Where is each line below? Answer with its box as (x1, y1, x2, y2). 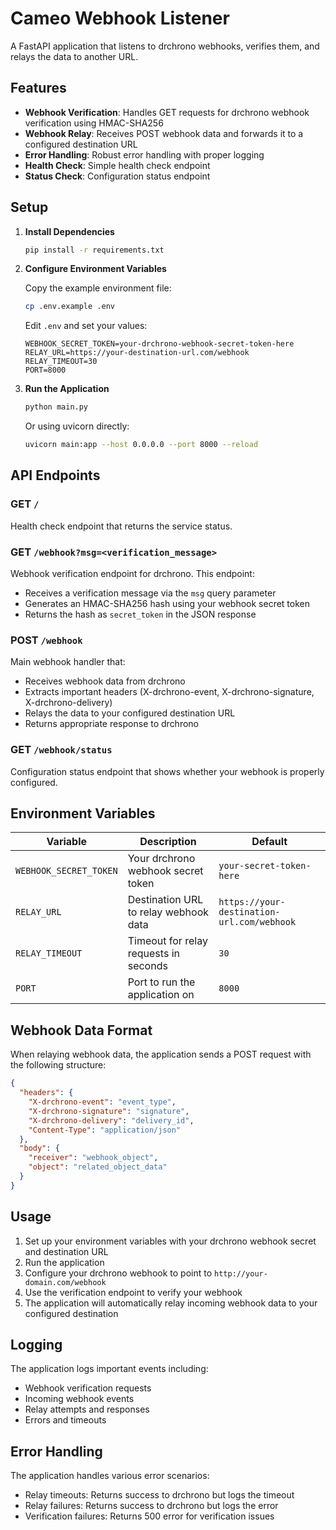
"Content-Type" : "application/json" (28, 1125, 182, 1135)
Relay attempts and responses (24, 1403, 150, 1416)
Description (139, 835, 197, 849)
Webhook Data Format (10, 1022, 153, 1039)
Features (10, 80, 67, 97)
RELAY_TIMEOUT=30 (24, 357, 98, 367)
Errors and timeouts (24, 1414, 107, 1426)
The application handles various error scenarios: (10, 1470, 210, 1482)
